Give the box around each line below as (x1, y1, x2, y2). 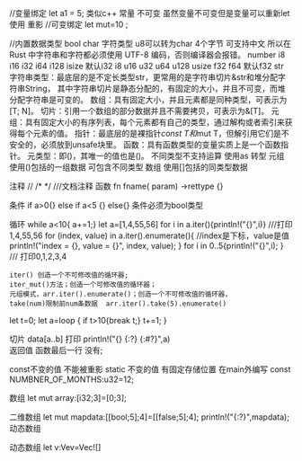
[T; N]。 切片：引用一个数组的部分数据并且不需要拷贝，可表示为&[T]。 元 (9, 106, 280, 116)
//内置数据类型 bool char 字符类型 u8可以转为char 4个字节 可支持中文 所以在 (9, 39, 292, 49)
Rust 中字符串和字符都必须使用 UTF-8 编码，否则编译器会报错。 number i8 (9, 49, 286, 60)
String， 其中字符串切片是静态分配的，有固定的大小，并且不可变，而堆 (24, 84, 286, 93)
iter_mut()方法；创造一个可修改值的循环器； (9, 280, 157, 289)
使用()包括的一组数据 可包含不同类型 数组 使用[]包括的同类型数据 (9, 162, 249, 173)
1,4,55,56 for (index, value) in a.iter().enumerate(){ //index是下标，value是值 (9, 230, 289, 241)
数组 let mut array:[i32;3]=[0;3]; (9, 393, 128, 403)
